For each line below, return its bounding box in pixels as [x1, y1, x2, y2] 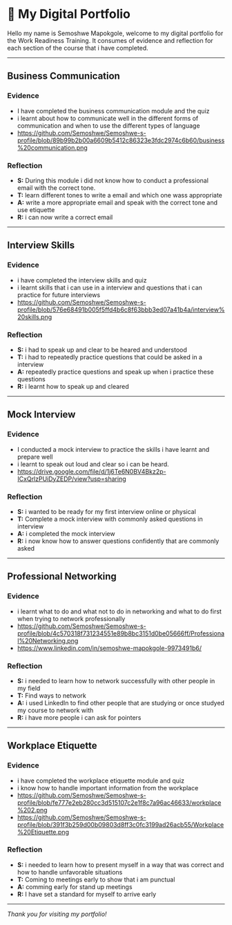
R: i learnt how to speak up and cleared [17, 382, 129, 390]
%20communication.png [17, 143, 88, 151]
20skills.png [17, 312, 52, 321]
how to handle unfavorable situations [17, 868, 123, 876]
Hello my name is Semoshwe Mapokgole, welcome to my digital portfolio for [7, 29, 224, 37]
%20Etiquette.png [17, 828, 69, 836]
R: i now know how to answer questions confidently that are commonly [17, 537, 220, 545]
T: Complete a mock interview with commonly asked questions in [17, 515, 203, 523]
